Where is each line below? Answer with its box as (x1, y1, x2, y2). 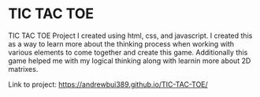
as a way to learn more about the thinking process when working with (8, 39, 235, 48)
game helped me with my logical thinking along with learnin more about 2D (8, 56, 251, 65)
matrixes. (8, 64, 39, 73)
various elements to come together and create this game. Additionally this (8, 47, 248, 57)
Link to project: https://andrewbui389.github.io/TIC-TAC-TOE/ (8, 80, 209, 89)
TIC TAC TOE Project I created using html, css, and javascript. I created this (8, 31, 253, 40)
